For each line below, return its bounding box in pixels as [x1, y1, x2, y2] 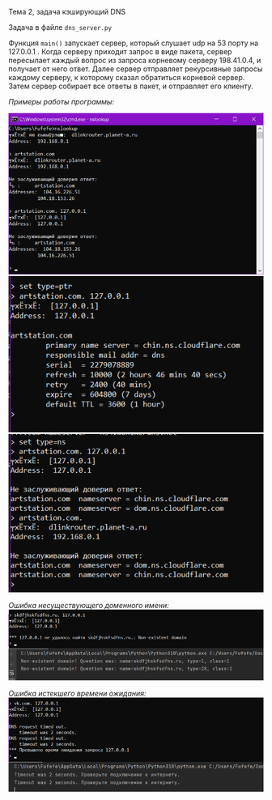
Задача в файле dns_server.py [8, 23, 112, 32]
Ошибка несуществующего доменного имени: [8, 600, 170, 610]
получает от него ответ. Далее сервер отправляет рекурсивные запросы [8, 64, 263, 74]
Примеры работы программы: [8, 97, 115, 106]
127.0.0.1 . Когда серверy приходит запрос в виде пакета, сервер [8, 47, 232, 56]
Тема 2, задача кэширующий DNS [8, 7, 126, 16]
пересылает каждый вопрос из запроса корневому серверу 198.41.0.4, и [8, 56, 261, 65]
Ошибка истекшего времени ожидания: [8, 688, 147, 698]
